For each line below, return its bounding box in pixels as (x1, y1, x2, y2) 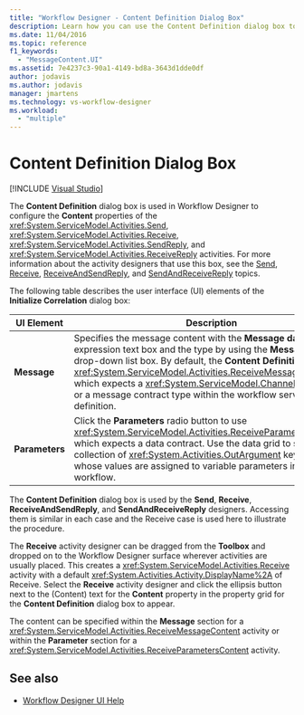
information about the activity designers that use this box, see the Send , (9, 259, 278, 270)
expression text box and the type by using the (73, 343, 269, 356)
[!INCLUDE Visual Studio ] (9, 183, 104, 195)
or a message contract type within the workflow (73, 388, 278, 401)
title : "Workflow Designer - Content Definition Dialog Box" (9, 13, 245, 23)
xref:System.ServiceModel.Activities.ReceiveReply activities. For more (9, 249, 271, 260)
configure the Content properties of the (9, 210, 158, 222)
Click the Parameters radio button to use (73, 415, 247, 427)
